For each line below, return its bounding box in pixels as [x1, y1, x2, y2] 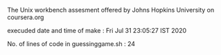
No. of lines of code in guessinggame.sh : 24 [7, 40, 136, 47]
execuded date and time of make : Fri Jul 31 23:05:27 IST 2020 [7, 27, 187, 34]
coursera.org [7, 13, 44, 21]
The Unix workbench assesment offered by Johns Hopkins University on [7, 6, 215, 14]
